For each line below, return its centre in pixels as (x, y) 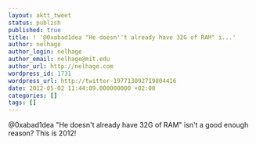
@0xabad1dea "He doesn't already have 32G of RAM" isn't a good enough (128, 125)
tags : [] (22, 103)
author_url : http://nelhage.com (61, 67)
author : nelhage (34, 45)
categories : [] (33, 95)
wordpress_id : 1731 (40, 74)
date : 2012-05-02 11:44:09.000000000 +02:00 (82, 88)
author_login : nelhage (45, 52)
